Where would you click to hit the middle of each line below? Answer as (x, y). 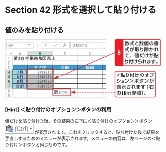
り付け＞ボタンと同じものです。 (38, 145)
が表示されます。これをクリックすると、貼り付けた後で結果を (97, 132)
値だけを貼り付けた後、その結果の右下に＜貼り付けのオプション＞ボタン (79, 121)
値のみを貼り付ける (34, 30)
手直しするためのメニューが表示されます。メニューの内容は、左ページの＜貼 (83, 138)
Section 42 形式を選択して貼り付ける (81, 10)
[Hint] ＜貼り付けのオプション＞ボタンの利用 (58, 109)
